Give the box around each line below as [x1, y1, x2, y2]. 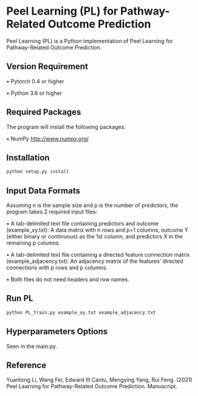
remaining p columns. [6, 239, 61, 247]
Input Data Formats [6, 186, 81, 196]
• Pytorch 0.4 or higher [6, 77, 64, 85]
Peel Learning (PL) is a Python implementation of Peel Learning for [6, 37, 173, 44]
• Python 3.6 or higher [6, 89, 63, 97]
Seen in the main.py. [6, 342, 58, 350]
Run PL [6, 293, 33, 304]
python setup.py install [6, 168, 69, 175]
